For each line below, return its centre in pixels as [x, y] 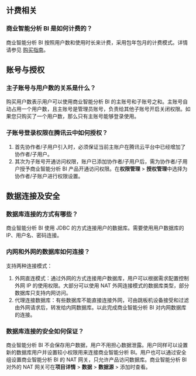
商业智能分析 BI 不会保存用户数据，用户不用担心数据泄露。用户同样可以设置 [97, 345]
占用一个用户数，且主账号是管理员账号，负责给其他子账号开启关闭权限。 [98, 109]
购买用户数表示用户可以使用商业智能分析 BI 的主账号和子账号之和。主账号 [94, 102]
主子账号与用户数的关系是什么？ [51, 88]
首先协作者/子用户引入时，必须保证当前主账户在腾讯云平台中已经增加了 [100, 147]
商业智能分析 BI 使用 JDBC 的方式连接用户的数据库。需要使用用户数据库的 [95, 228]
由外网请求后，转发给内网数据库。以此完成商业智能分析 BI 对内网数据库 [100, 307]
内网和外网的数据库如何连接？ [48, 252]
